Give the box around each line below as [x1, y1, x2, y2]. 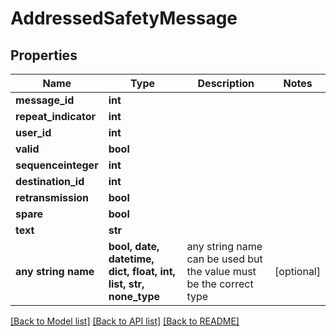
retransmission [15, 191, 89, 204]
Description [197, 77, 255, 90]
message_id [15, 93, 75, 107]
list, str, [108, 277, 145, 291]
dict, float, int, [108, 265, 176, 278]
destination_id [15, 175, 85, 188]
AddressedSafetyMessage [10, 7, 238, 30]
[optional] [274, 265, 321, 278]
